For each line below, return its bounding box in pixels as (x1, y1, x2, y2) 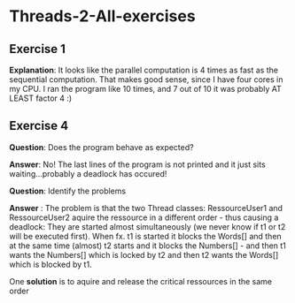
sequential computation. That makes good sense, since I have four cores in (9, 74, 283, 85)
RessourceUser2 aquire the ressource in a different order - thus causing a (9, 212, 279, 223)
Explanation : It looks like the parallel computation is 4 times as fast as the (9, 64, 279, 75)
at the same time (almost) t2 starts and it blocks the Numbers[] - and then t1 (9, 240, 286, 251)
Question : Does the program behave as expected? (9, 141, 194, 152)
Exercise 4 (9, 118, 69, 133)
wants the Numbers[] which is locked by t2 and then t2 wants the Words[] (9, 249, 279, 260)
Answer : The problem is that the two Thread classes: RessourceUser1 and (9, 202, 283, 213)
